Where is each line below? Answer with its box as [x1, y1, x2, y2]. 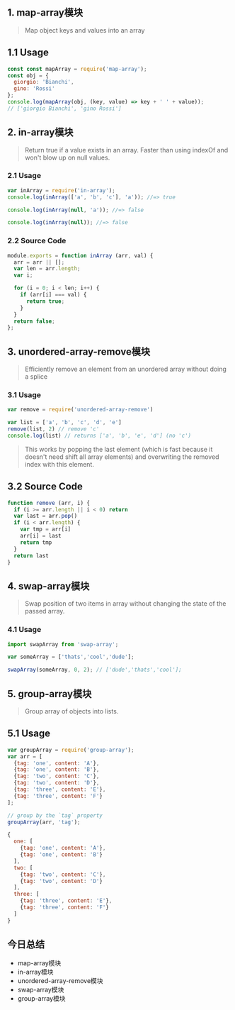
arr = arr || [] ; [13, 258, 65, 266]
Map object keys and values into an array [24, 26, 145, 34]
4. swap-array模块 [7, 580, 90, 592]
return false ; [13, 318, 55, 325]
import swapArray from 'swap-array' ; [7, 640, 119, 648]
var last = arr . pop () [13, 513, 78, 520]
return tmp [20, 538, 52, 546]
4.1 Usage [7, 625, 42, 635]
